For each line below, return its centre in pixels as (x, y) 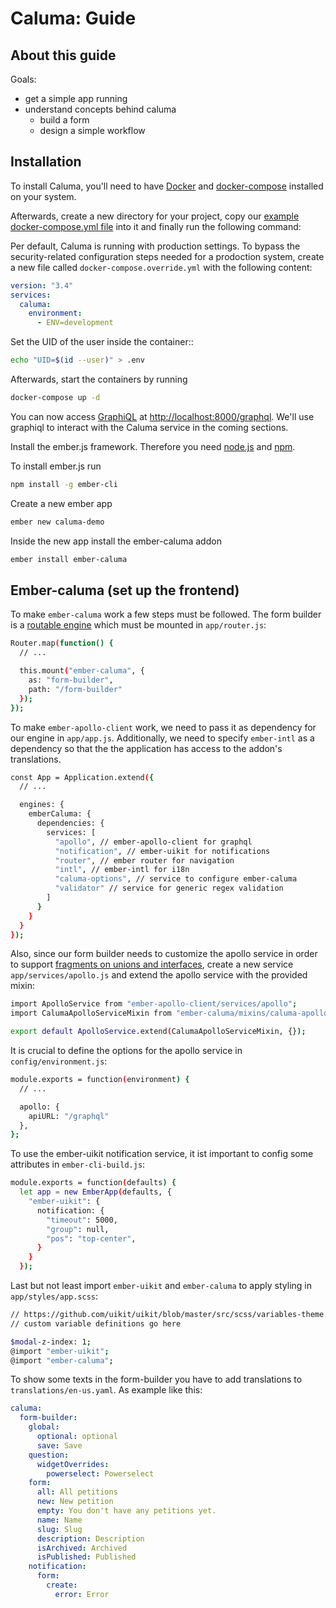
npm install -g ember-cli (64, 484)
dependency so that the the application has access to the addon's (146, 748)
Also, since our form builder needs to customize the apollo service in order (164, 954)
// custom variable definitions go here (96, 1323)
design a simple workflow (92, 130)
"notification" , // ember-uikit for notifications (162, 851)
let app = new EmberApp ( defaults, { (95, 1192)
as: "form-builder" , (71, 680)
